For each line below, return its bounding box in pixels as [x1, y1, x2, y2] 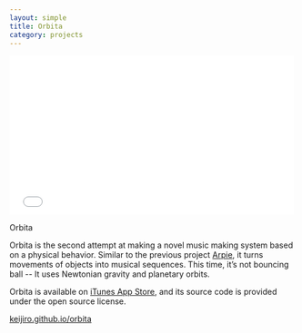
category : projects [9, 30, 84, 39]
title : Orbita [9, 22, 64, 31]
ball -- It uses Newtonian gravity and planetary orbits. [9, 269, 211, 279]
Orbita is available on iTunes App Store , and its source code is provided [9, 287, 277, 298]
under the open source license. [9, 296, 126, 307]
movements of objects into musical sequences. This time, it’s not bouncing [9, 260, 289, 270]
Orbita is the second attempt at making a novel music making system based [9, 240, 294, 250]
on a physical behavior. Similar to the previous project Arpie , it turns [9, 250, 264, 260]
